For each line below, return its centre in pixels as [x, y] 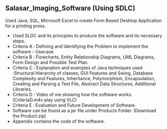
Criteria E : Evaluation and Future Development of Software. [74, 105]
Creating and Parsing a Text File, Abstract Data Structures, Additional [84, 84]
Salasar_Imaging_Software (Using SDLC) [70, 8]
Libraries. [22, 89]
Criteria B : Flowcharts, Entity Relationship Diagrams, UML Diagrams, [83, 57]
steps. [19, 41]
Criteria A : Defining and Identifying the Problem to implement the [80, 46]
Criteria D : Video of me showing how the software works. [72, 94]
